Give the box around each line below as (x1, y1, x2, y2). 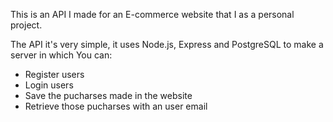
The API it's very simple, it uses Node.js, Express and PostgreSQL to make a (10, 39, 324, 50)
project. (10, 19, 43, 31)
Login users (24, 79, 74, 91)
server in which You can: (10, 49, 113, 61)
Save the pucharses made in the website (24, 90, 193, 101)
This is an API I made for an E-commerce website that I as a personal (10, 9, 295, 20)
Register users (24, 69, 85, 80)
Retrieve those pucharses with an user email (24, 100, 208, 112)
